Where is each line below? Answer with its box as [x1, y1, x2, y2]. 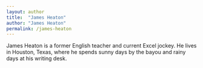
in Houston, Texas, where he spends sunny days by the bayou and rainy [6, 49, 186, 56]
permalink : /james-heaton [6, 25, 72, 32]
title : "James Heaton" [6, 14, 67, 20]
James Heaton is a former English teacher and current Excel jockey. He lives [6, 42, 197, 49]
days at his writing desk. [6, 55, 67, 62]
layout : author [6, 8, 45, 15]
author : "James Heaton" [6, 20, 67, 26]
